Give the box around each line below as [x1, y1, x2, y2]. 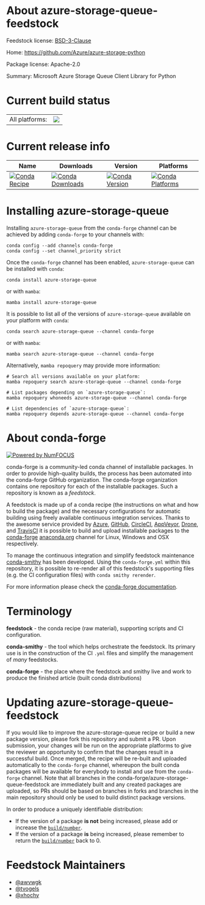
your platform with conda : [6, 316, 69, 324]
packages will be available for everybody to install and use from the [6, 768, 176, 775]
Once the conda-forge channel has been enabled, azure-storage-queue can [6, 258, 195, 266]
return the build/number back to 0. [15, 837, 101, 844]
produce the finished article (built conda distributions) [6, 674, 142, 681]
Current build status [6, 94, 110, 107]
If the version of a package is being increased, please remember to [15, 830, 184, 837]
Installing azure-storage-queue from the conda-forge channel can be [6, 224, 177, 231]
